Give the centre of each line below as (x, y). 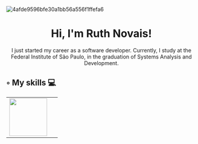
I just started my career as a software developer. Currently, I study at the (101, 50)
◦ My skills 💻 (31, 83)
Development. (101, 63)
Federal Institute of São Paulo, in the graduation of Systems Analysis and (101, 57)
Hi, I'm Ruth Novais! (101, 34)
